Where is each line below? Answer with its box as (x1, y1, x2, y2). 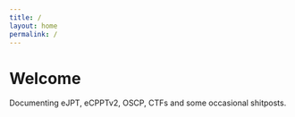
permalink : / (9, 29, 58, 38)
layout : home (9, 21, 58, 30)
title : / (9, 13, 42, 22)
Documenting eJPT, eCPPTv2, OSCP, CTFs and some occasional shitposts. (9, 97, 287, 108)
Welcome (9, 68, 81, 88)
